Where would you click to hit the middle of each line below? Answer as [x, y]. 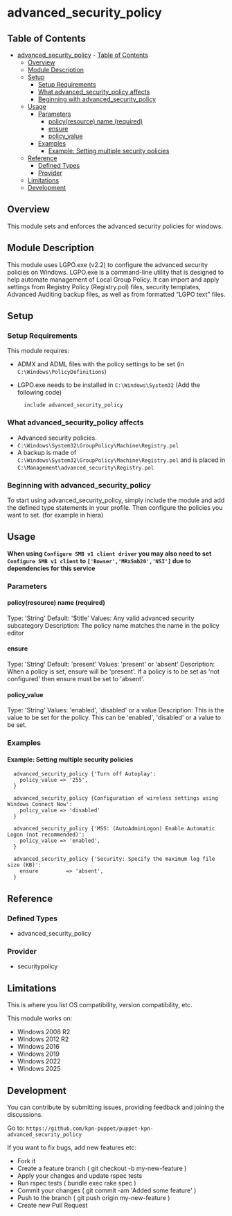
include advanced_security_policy [73, 405]
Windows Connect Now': [40, 805]
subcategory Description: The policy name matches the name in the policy [113, 625]
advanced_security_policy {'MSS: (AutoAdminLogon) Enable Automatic [114, 829]
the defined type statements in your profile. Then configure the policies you [115, 507]
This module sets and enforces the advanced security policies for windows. [115, 226]
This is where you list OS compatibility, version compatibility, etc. [100, 1005]
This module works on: [40, 1018]
